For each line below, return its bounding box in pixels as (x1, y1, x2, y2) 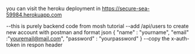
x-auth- (171, 35, 190, 42)
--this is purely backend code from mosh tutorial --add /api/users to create (6, 23, 189, 29)
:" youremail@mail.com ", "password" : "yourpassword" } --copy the (6, 35, 170, 42)
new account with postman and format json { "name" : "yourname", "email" (6, 29, 189, 36)
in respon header (21, 41, 63, 48)
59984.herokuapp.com (6, 11, 62, 18)
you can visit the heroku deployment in (6, 5, 101, 12)
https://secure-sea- (102, 5, 150, 12)
